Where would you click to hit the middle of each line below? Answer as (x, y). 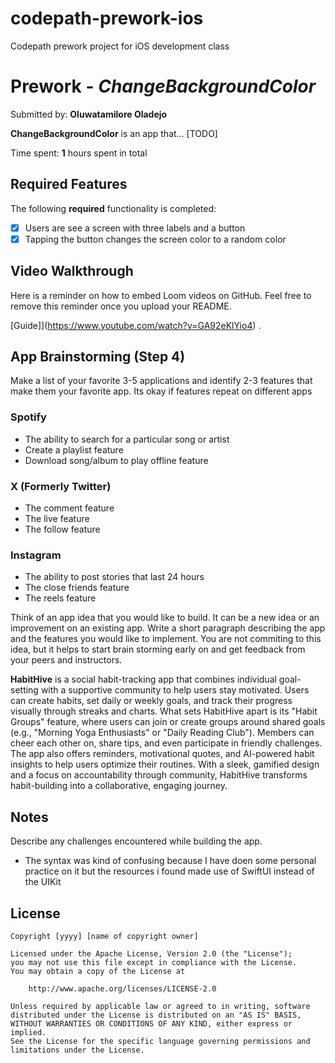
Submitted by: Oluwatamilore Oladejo (89, 114)
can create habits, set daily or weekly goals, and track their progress (151, 701)
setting (24, 690)
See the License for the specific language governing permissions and (160, 1041)
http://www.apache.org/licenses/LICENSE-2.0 (122, 988)
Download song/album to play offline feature (116, 460)
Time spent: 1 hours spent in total (79, 153)
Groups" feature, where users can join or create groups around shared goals (168, 722)
